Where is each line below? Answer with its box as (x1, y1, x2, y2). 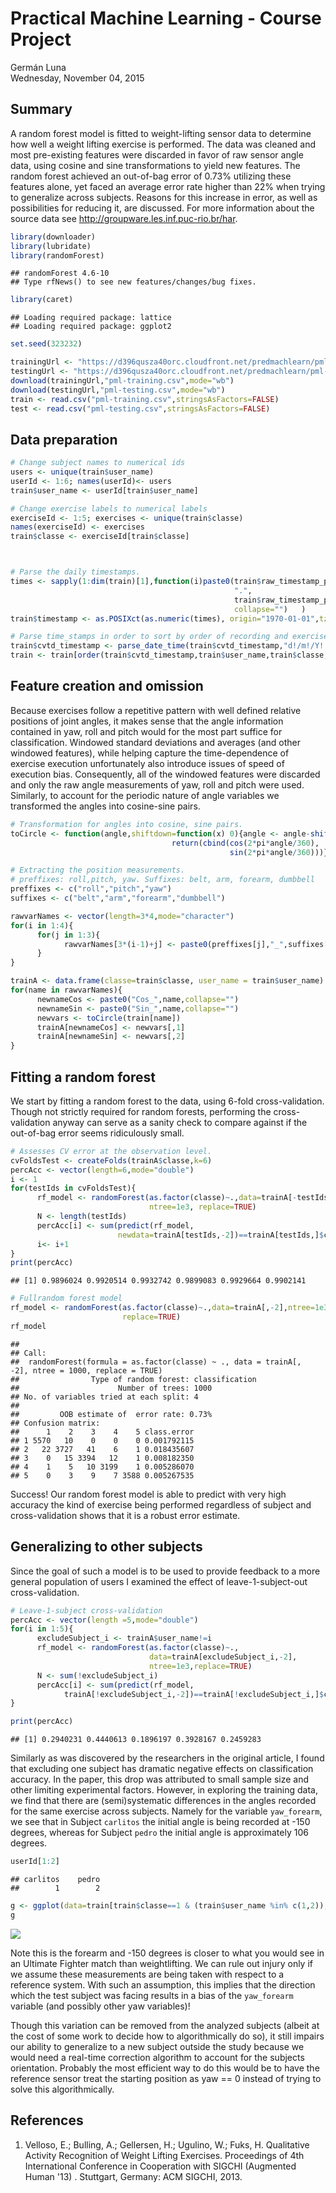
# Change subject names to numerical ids (10, 458, 186, 468)
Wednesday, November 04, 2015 (10, 72, 145, 84)
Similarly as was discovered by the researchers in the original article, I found (10, 1752, 325, 1764)
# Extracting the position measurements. (10, 865, 186, 876)
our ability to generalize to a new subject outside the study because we (10, 2040, 305, 2052)
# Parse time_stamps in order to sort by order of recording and (10, 632, 288, 642)
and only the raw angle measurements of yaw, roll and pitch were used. (10, 778, 305, 791)
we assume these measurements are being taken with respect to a (10, 1968, 285, 1980)
